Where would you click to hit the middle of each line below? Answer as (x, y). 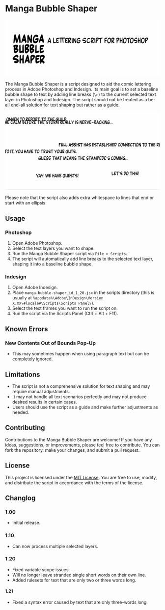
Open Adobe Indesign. (35, 288)
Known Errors (27, 329)
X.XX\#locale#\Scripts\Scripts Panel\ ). (53, 303)
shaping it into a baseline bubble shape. (53, 264)
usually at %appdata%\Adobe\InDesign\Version (58, 298)
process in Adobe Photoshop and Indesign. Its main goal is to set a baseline (82, 89)
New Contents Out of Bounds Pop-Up (51, 343)
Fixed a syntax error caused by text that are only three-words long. (80, 602)
